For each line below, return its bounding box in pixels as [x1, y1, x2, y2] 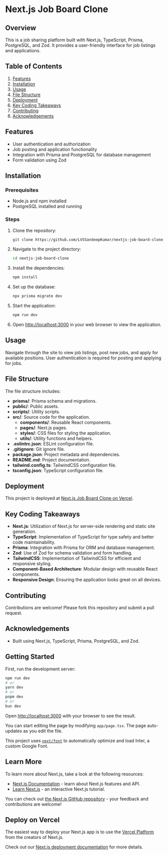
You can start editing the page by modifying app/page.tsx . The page [5, 722, 146, 728]
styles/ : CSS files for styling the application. [20, 430, 111, 436]
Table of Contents [5, 62, 63, 71]
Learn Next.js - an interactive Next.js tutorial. [12, 786, 105, 792]
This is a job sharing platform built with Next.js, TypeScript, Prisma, [5, 37, 144, 43]
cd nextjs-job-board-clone [12, 256, 69, 261]
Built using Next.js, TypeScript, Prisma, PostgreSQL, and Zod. [12, 638, 140, 644]
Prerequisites [5, 186, 39, 193]
